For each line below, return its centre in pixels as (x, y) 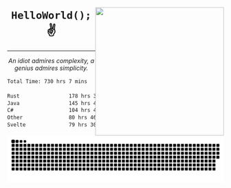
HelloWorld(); (51, 15)
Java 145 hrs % (117, 103)
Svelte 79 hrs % (117, 125)
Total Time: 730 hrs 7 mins (47, 81)
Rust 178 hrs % (117, 96)
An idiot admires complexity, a (51, 60)
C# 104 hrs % (117, 110)
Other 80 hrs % (117, 118)
